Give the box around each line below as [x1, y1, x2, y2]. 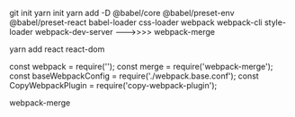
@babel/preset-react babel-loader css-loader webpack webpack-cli [9, 17, 263, 28]
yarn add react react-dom [9, 44, 105, 54]
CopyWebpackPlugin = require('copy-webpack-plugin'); [9, 80, 218, 90]
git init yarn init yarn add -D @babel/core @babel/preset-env [9, 8, 235, 18]
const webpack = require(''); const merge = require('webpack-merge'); [9, 62, 273, 71]
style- [264, 17, 286, 28]
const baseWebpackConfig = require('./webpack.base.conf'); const [9, 71, 259, 81]
